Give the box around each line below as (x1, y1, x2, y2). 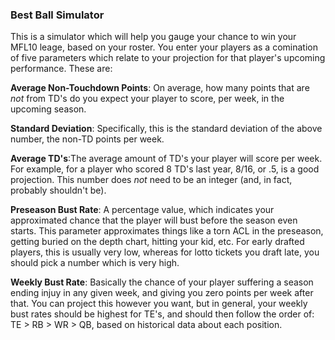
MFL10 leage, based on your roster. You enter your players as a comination (10, 41, 318, 53)
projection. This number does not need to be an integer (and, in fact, (10, 174, 293, 186)
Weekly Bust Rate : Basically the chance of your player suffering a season (10, 276, 314, 288)
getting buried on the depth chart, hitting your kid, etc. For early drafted (10, 236, 305, 248)
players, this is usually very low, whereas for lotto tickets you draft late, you (10, 246, 320, 258)
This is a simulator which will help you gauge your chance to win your (10, 31, 297, 43)
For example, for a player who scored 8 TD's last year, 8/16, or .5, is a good (10, 163, 320, 175)
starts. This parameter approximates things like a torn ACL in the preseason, (10, 225, 324, 237)
